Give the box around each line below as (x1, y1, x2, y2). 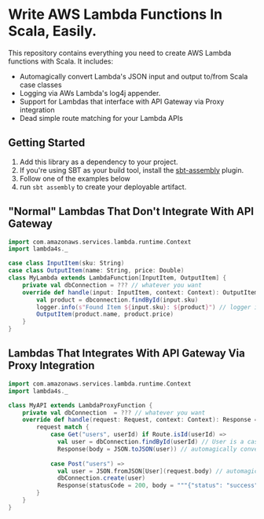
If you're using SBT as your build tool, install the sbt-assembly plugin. (19, 165, 244, 174)
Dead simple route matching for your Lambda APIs (19, 113, 183, 122)
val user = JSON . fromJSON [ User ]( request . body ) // (57, 467, 223, 475)
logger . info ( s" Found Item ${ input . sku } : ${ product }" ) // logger (36, 303, 251, 311)
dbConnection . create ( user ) (57, 474, 146, 482)
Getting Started (8, 136, 86, 150)
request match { (36, 423, 90, 431)
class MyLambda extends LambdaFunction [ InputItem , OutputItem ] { (8, 274, 226, 282)
